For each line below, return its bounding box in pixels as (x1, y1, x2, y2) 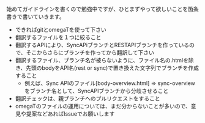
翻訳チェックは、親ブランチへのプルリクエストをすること (15, 95, 160, 102)
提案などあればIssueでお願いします (26, 110, 115, 117)
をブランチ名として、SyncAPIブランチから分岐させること (24, 88, 169, 94)
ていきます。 (32, 13, 65, 20)
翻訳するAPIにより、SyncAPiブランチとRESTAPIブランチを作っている (15, 42, 190, 48)
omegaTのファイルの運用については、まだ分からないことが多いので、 (15, 103, 191, 110)
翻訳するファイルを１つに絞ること (15, 34, 102, 41)
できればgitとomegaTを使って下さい (15, 26, 107, 33)
